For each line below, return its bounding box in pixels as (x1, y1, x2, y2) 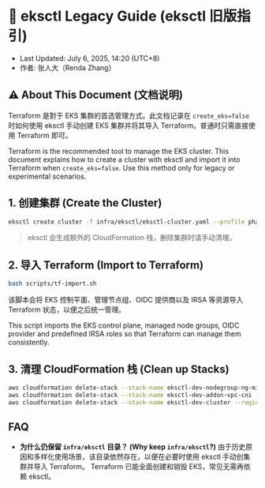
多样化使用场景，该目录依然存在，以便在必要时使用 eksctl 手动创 (33, 452, 244, 462)
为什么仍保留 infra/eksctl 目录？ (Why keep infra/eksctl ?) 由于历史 (19, 442, 246, 452)
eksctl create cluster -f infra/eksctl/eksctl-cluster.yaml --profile (8, 218, 245, 226)
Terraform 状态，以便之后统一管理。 (8, 305, 126, 314)
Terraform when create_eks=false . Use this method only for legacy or (8, 163, 235, 172)
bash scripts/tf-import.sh (8, 280, 97, 288)
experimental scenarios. (8, 171, 87, 181)
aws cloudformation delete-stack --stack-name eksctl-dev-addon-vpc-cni (8, 391, 252, 399)
